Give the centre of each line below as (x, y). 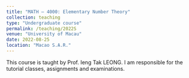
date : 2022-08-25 (28, 40)
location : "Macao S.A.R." (39, 46)
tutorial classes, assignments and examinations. (66, 68)
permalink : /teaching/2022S (42, 28)
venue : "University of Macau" (44, 34)
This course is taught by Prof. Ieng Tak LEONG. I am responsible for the (95, 62)
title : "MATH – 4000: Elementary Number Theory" (68, 12)
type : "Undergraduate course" (44, 23)
